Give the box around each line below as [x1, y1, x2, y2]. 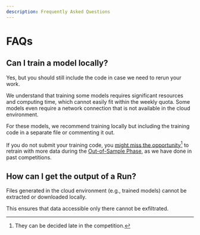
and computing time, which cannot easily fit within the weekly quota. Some [6, 98, 190, 105]
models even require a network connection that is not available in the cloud [6, 104, 190, 112]
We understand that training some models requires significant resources [6, 92, 183, 99]
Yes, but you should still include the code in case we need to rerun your [6, 74, 182, 81]
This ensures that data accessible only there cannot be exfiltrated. [6, 205, 169, 212]
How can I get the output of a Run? [6, 171, 137, 181]
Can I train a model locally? [6, 58, 108, 69]
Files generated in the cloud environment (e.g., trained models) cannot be [6, 187, 187, 194]
